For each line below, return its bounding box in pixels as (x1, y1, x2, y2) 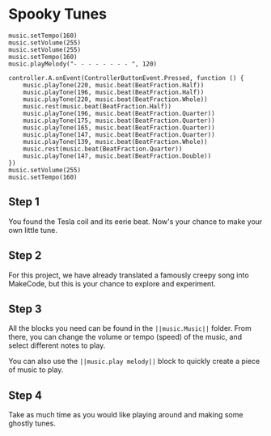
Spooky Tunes (8, 5, 108, 23)
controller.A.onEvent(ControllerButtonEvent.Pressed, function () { (8, 74, 244, 82)
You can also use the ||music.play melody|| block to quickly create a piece (8, 357, 260, 366)
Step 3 (8, 302, 42, 315)
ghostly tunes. (8, 418, 57, 429)
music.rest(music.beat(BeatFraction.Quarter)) (23, 145, 183, 153)
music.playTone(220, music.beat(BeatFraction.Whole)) (23, 95, 208, 104)
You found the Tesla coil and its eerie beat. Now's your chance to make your (8, 216, 263, 226)
